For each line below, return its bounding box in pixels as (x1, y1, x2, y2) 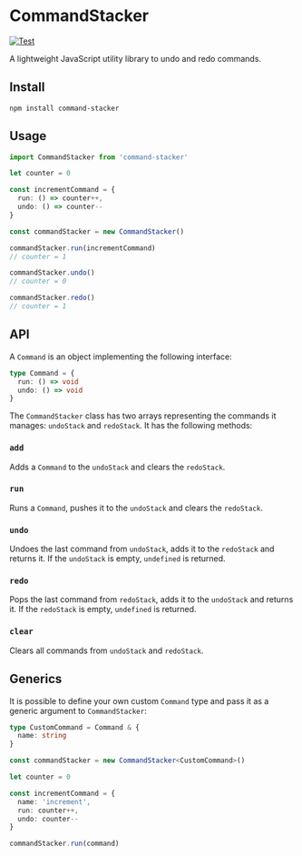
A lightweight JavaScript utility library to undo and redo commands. (9, 53, 261, 64)
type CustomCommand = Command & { (9, 722, 141, 732)
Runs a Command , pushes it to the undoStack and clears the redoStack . (9, 502, 264, 513)
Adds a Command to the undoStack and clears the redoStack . (9, 461, 226, 472)
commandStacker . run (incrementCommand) (9, 243, 156, 253)
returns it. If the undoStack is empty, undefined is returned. (9, 553, 226, 564)
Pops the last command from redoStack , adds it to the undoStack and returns (9, 594, 294, 605)
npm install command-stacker (9, 104, 120, 113)
